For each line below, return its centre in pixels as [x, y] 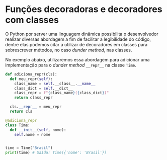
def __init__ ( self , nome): [38, 130]
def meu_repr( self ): [31, 79]
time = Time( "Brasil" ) [29, 148]
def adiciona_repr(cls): [31, 74]
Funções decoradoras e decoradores [84, 9]
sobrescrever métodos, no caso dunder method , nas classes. [69, 50]
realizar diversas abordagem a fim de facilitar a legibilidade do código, [78, 39]
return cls [21, 112]
